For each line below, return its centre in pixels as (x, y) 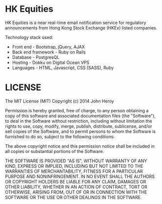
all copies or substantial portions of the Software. (54, 151)
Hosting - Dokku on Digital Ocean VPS (51, 62)
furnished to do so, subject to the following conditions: (60, 136)
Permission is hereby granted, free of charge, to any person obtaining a (77, 110)
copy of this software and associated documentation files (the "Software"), (81, 116)
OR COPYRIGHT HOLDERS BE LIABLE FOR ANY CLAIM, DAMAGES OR (76, 181)
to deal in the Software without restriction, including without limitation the (79, 121)
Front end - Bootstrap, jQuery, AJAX (49, 47)
